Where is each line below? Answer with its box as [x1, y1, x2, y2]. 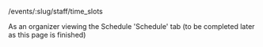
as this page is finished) [8, 31, 86, 39]
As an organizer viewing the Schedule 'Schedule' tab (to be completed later [8, 22, 255, 31]
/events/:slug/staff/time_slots [8, 7, 103, 16]
